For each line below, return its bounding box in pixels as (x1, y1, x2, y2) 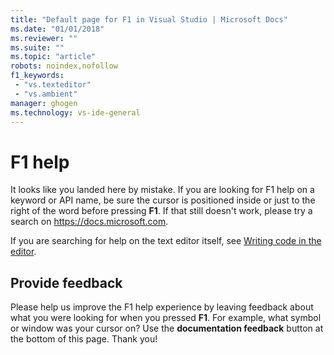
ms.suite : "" (10, 42, 65, 53)
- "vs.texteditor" (14, 80, 92, 90)
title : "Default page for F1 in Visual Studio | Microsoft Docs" (10, 14, 288, 25)
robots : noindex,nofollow (10, 61, 118, 71)
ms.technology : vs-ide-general (10, 107, 141, 118)
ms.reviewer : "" (10, 33, 78, 43)
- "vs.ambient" (14, 89, 78, 99)
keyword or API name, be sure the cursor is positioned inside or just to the (10, 194, 316, 206)
